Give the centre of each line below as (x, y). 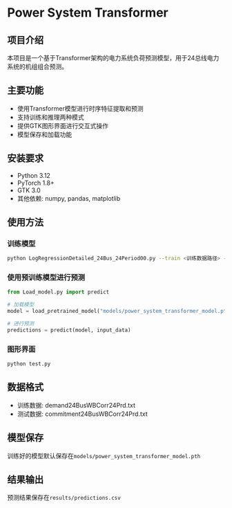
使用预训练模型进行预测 (46, 278)
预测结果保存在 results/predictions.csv (64, 498)
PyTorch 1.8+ (36, 183)
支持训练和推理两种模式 (50, 117)
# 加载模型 (21, 305)
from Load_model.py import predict (58, 292)
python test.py (29, 364)
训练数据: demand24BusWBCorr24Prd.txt (76, 405)
